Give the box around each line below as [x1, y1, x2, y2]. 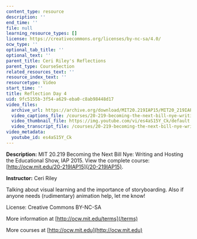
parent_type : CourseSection [6, 63, 75, 69]
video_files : [6, 101, 38, 108]
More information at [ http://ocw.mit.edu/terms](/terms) [6, 215, 138, 222]
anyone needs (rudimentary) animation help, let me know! [6, 192, 145, 199]
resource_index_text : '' [6, 74, 67, 80]
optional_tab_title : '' [6, 47, 64, 53]
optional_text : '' [6, 52, 51, 58]
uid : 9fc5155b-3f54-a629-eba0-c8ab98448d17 [6, 96, 114, 102]
